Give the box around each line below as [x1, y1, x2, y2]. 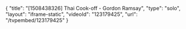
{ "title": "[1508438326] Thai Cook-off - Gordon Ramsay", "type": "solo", [5, 5, 181, 11]
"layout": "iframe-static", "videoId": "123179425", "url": [5, 11, 138, 18]
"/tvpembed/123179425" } [5, 17, 69, 23]
